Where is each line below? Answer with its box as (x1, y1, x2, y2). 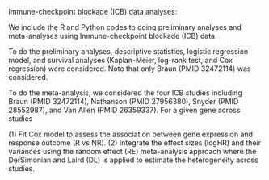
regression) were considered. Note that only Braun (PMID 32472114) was (8, 64, 251, 73)
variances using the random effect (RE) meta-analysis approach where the (8, 147, 257, 156)
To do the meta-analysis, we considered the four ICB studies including (8, 88, 242, 98)
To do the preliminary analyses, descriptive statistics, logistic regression (8, 47, 249, 56)
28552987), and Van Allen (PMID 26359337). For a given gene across (8, 105, 241, 115)
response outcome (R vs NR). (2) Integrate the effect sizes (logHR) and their (8, 138, 261, 148)
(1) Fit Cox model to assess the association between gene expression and (8, 129, 253, 139)
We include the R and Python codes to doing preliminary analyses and (8, 23, 242, 31)
